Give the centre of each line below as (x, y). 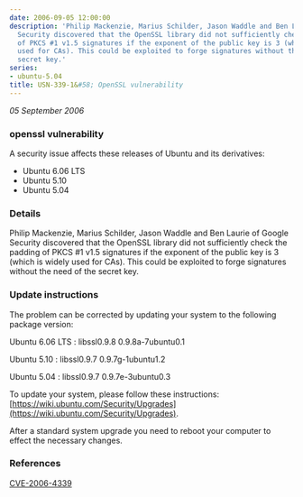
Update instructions (54, 295)
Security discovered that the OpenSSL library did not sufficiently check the (148, 243)
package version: (41, 324)
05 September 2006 (47, 110)
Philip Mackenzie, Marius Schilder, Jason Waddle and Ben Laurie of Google (149, 233)
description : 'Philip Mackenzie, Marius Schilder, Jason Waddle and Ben (149, 26)
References (35, 464)
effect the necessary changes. (66, 440)
